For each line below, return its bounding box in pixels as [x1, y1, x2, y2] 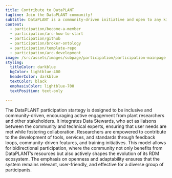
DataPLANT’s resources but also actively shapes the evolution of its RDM [5, 150, 160, 157]
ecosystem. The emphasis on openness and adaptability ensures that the [5, 155, 160, 162]
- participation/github [10, 36, 60, 41]
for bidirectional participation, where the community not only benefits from [5, 145, 163, 151]
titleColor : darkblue [10, 64, 56, 70]
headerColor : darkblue [10, 74, 58, 79]
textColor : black [10, 79, 47, 84]
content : [5, 21, 24, 27]
